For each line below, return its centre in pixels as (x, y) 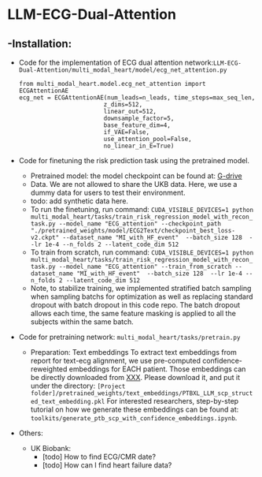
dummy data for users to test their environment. (108, 192)
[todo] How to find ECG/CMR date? (99, 457)
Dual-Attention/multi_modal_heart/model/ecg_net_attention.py (123, 70)
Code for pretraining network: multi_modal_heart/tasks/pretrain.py (129, 337)
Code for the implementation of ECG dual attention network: (116, 62)
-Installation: (40, 44)
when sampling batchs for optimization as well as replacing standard (142, 296)
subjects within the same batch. (82, 322)
